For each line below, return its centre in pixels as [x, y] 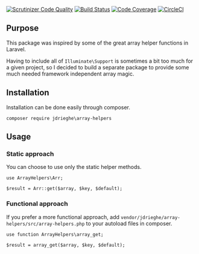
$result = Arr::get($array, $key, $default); [64, 189]
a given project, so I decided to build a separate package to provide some [98, 67]
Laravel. [16, 49]
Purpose [23, 28]
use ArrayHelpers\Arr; [35, 178]
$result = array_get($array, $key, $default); [66, 245]
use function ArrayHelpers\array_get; [55, 234]
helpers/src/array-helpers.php [46, 224]
